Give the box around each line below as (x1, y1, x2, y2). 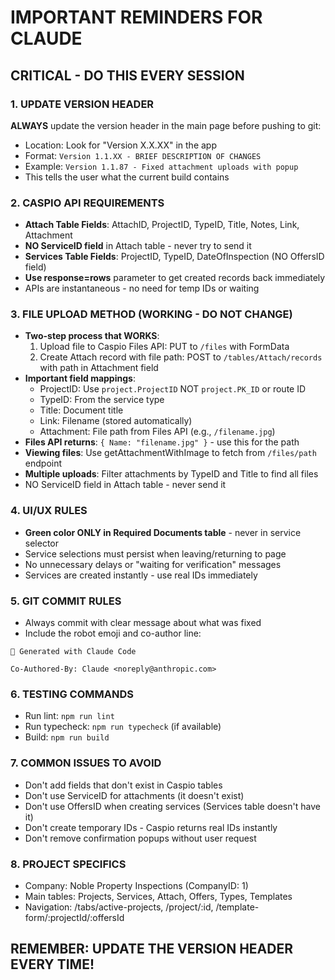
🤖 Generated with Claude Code (10, 647, 137, 657)
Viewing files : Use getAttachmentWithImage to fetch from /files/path (24, 447, 317, 459)
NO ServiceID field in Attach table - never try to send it (24, 240, 252, 252)
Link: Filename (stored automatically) (39, 415, 193, 427)
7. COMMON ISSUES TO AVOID (10, 756, 162, 770)
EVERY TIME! (10, 956, 95, 973)
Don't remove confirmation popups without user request (24, 832, 257, 844)
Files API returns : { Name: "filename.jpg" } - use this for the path (24, 436, 300, 448)
